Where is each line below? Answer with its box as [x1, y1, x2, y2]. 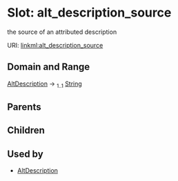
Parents [7, 101, 41, 113]
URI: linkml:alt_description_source [7, 41, 103, 49]
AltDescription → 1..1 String [7, 79, 83, 89]
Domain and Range [7, 61, 90, 73]
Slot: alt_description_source [7, 5, 172, 21]
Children [7, 124, 45, 136]
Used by [7, 148, 43, 160]
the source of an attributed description [7, 28, 117, 36]
